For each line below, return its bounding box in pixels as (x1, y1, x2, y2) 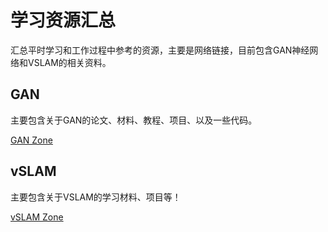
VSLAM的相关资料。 (27, 56, 112, 68)
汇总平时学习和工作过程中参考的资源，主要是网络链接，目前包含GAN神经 (10, 44, 310, 56)
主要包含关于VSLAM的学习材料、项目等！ (10, 191, 182, 203)
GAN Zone (10, 134, 53, 146)
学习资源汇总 (10, 9, 117, 32)
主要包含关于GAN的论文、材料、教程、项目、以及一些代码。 (10, 114, 258, 126)
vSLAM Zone (10, 211, 64, 223)
